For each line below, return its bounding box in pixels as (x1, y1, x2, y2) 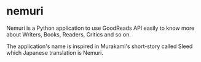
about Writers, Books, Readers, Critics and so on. (6, 30, 131, 38)
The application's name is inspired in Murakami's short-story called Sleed (6, 43, 193, 50)
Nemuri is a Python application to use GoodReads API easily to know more (6, 24, 195, 32)
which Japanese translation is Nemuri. (6, 49, 103, 56)
